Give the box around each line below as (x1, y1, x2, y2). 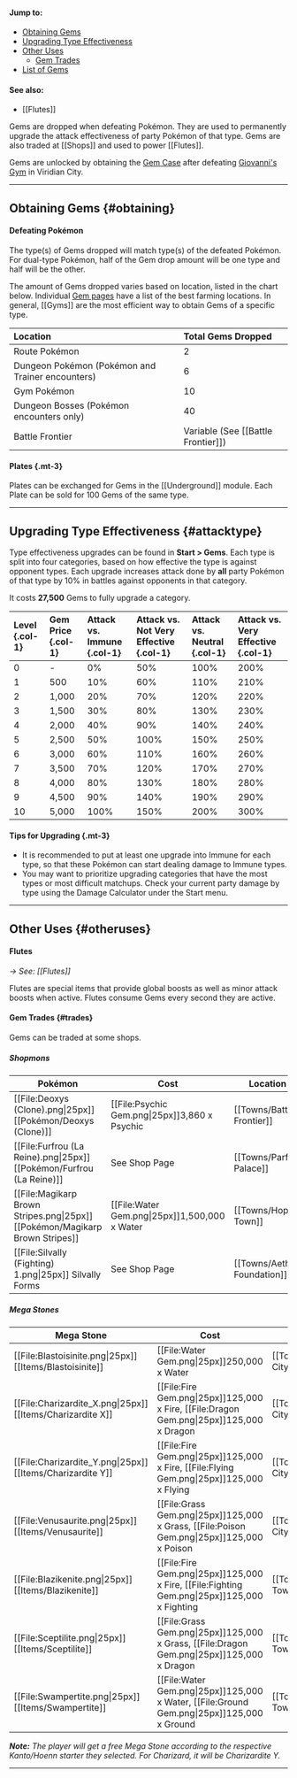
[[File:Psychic (110, 1097, 168, 1110)
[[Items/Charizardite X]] (13, 1408, 113, 1420)
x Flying (156, 1483, 190, 1496)
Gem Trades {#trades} (9, 1012, 94, 1023)
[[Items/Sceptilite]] (13, 1643, 93, 1655)
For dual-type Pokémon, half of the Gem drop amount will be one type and (9, 255, 281, 265)
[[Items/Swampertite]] (13, 1701, 107, 1713)
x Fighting (156, 1600, 199, 1613)
